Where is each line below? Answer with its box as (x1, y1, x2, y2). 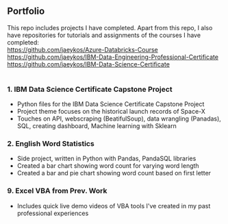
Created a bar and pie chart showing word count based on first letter (16, 169, 211, 177)
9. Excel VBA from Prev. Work (7, 186, 107, 196)
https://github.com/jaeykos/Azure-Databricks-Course (7, 45, 159, 53)
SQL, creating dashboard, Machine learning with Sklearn (16, 122, 177, 130)
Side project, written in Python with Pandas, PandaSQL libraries (16, 154, 197, 163)
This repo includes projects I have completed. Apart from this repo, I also (7, 23, 213, 32)
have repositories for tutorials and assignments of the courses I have (7, 31, 201, 39)
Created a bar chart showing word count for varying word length (16, 162, 200, 170)
